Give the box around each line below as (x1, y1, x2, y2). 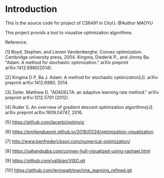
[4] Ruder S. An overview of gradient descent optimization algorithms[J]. (5, 104, 154, 110)
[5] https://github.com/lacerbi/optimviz (5, 119, 85, 125)
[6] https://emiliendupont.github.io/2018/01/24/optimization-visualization (5, 128, 154, 135)
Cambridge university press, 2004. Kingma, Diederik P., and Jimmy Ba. (5, 54, 150, 60)
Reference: (5, 39, 28, 45)
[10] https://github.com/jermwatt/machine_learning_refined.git (5, 167, 132, 173)
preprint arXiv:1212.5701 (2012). (5, 94, 69, 100)
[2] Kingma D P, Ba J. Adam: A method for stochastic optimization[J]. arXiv (5, 74, 158, 80)
